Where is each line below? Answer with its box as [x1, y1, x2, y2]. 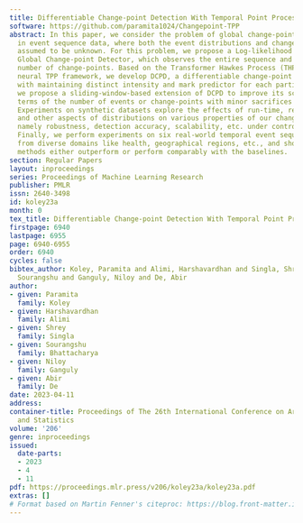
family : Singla [17, 332, 75, 341]
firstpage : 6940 [9, 223, 70, 232]
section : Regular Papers [9, 155, 103, 165]
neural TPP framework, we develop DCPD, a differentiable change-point [17, 72, 293, 81]
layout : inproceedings [9, 164, 95, 173]
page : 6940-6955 [9, 240, 70, 249]
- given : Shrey [9, 324, 67, 333]
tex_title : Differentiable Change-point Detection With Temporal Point [9, 214, 284, 224]
